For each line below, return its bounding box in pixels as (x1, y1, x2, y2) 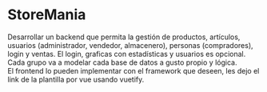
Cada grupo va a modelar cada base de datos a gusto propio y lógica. (7, 58, 237, 67)
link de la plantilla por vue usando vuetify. (7, 74, 145, 84)
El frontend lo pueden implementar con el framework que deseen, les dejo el (7, 66, 260, 75)
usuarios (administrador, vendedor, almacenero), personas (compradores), (7, 40, 253, 50)
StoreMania (7, 6, 86, 24)
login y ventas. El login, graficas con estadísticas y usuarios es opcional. (7, 49, 246, 58)
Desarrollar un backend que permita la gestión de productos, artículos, (7, 32, 241, 42)
